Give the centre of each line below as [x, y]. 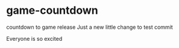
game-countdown [52, 10]
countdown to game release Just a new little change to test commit [89, 27]
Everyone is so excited [34, 38]
